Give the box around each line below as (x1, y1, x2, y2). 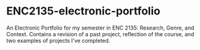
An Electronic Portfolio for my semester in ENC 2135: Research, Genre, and (6, 24, 195, 31)
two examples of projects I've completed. (6, 37, 110, 44)
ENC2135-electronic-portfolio (6, 4, 160, 18)
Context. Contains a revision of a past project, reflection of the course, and (6, 30, 195, 37)
